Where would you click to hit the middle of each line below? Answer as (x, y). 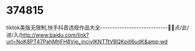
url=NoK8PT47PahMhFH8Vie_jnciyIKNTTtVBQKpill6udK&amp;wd (87, 42)
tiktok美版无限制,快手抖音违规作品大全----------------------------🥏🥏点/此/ (97, 27)
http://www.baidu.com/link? (55, 35)
